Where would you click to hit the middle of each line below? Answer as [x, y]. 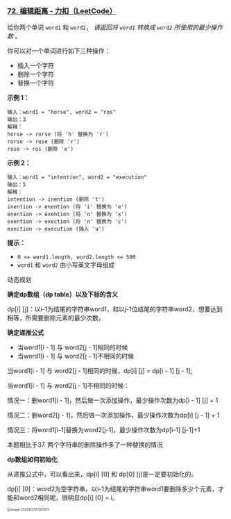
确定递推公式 [25, 333]
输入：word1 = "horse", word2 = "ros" [62, 113]
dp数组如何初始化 [32, 459]
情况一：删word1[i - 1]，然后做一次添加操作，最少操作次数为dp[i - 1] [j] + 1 [113, 400]
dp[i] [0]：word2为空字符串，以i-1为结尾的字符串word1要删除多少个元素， [113, 489]
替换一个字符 [35, 83]
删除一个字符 [35, 74]
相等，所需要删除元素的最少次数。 [56, 318]
